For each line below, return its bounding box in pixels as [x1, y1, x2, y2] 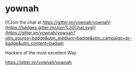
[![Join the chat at [5, 19, 42, 25]
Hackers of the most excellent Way [5, 50, 77, 56]
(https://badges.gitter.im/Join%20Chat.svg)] [5, 24, 96, 30]
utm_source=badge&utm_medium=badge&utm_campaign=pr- [5, 35, 132, 41]
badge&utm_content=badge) [5, 40, 64, 46]
